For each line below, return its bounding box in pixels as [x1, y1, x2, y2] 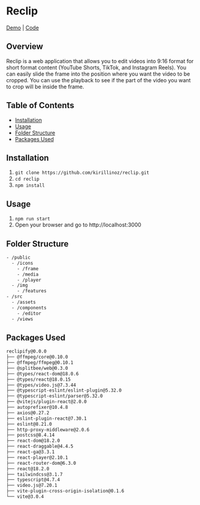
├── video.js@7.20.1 [6, 482, 58, 489]
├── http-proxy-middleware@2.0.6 [6, 426, 90, 433]
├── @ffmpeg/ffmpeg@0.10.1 [6, 360, 74, 366]
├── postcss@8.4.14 [6, 432, 55, 438]
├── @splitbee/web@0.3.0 [6, 365, 68, 371]
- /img [11, 282, 28, 289]
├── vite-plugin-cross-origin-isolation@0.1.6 [6, 488, 125, 494]
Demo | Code [6, 24, 39, 31]
